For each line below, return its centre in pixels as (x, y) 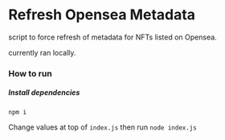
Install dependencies (44, 93)
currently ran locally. (42, 52)
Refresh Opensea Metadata (102, 15)
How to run (30, 73)
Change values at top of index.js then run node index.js (102, 127)
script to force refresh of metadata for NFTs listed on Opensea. (112, 37)
